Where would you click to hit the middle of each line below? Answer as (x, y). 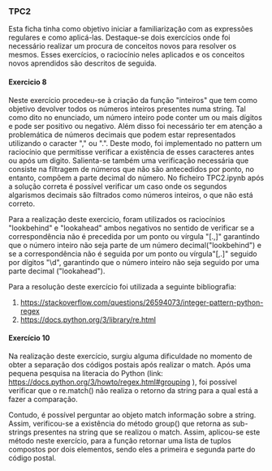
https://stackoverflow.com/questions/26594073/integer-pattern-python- (142, 302)
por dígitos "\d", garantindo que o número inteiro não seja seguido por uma (134, 262)
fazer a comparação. (43, 399)
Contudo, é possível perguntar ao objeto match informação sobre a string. (132, 414)
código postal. (32, 458)
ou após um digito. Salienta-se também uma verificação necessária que (129, 161)
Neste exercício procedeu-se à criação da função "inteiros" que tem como (133, 100)
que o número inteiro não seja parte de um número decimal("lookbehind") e (135, 245)
